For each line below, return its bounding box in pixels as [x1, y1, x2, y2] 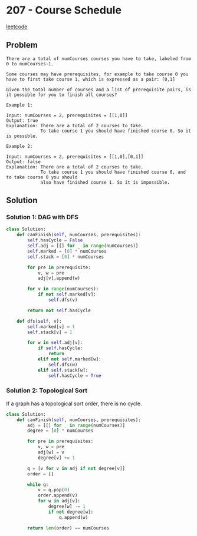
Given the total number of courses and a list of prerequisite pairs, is [6, 87, 192, 92]
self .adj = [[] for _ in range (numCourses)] [27, 243, 139, 249]
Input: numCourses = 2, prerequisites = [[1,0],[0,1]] [6, 154, 144, 160]
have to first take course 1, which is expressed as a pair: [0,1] [6, 76, 176, 82]
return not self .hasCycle [27, 307, 91, 313]
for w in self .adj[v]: [27, 340, 83, 346]
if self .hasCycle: [37, 345, 83, 351]
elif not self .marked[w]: [37, 356, 101, 362]
